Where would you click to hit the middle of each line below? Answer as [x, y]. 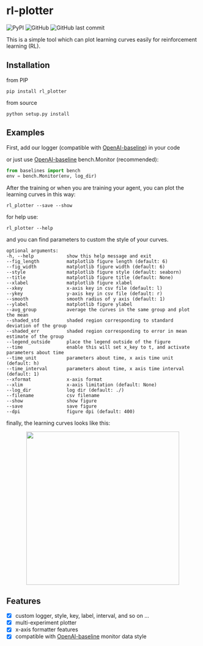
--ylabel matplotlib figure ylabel [69, 305]
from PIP [17, 80]
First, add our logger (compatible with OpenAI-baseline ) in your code [93, 147]
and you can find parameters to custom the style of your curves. [87, 240]
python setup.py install [38, 114]
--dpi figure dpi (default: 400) [71, 412]
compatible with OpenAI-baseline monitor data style [81, 636]
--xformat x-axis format [54, 380]
